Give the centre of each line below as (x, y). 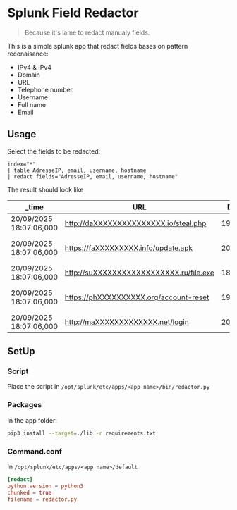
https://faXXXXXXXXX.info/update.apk (128, 248)
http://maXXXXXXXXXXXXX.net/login (127, 322)
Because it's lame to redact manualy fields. (87, 32)
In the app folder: (32, 420)
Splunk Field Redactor (73, 13)
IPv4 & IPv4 (34, 67)
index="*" (22, 164)
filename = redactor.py (42, 499)
